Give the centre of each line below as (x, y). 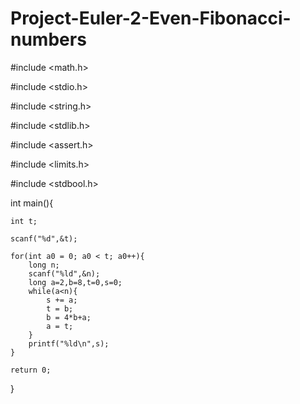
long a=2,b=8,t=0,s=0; (75, 282)
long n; (44, 265)
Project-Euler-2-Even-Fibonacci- (151, 18)
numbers (48, 39)
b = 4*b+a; (69, 317)
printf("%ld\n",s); (69, 343)
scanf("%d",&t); (44, 238)
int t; (24, 221)
